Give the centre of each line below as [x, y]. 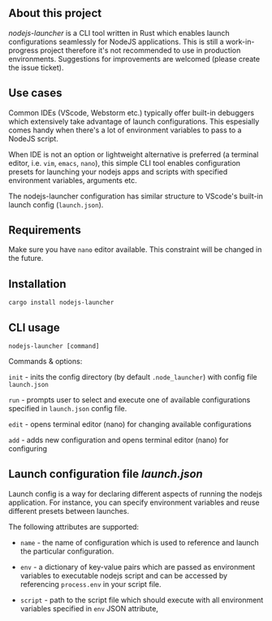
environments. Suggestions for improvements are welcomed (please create [134, 59]
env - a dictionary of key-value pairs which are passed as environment [138, 567]
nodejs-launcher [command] [54, 346]
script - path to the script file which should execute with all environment [142, 600]
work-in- [240, 41]
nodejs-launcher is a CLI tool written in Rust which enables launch [119, 33]
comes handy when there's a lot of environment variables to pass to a [125, 130]
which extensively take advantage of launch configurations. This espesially [134, 121]
